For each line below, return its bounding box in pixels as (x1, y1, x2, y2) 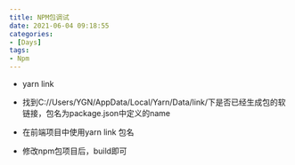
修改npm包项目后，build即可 (21, 145, 127, 156)
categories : (9, 29, 53, 38)
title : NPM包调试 (9, 12, 70, 22)
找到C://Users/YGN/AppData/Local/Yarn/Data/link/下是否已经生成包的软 (21, 97, 287, 107)
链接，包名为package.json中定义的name (21, 108, 171, 118)
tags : (9, 46, 29, 55)
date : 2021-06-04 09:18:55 (9, 21, 110, 30)
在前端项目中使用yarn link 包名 (21, 127, 135, 137)
